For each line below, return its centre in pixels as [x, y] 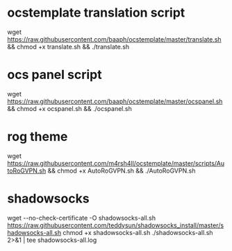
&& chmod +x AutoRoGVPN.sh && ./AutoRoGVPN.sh [122, 171]
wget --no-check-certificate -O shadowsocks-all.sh [82, 218]
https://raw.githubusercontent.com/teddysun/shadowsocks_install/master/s [116, 225]
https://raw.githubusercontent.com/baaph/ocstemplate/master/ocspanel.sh [115, 101]
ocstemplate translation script [96, 13]
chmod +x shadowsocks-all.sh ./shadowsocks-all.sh [138, 232]
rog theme [38, 137]
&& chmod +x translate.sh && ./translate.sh [68, 46]
